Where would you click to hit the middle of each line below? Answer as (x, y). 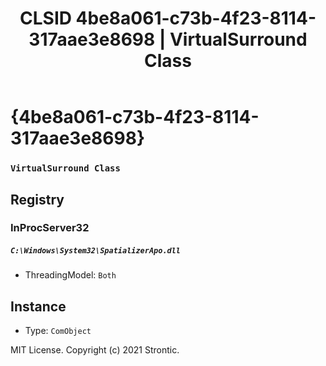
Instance (38, 306)
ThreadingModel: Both (70, 275)
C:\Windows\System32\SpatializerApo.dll (96, 251)
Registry (37, 199)
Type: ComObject (58, 331)
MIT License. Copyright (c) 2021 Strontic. (95, 350)
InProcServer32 (50, 228)
